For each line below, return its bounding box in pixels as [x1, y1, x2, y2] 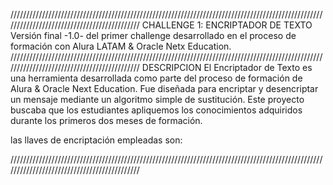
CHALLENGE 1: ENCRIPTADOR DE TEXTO [141, 19, 313, 31]
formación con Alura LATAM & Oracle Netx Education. [10, 40, 232, 52]
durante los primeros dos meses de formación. [10, 115, 203, 126]
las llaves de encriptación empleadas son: [10, 134, 183, 146]
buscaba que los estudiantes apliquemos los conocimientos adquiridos [10, 104, 303, 116]
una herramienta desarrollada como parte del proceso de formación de [10, 72, 303, 84]
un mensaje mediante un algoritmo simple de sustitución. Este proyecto [10, 94, 305, 105]
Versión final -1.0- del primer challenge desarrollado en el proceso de [10, 30, 297, 41]
